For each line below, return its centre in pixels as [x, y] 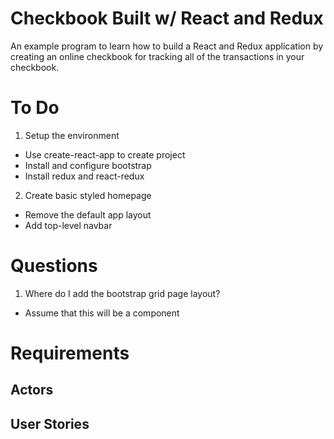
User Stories [50, 423]
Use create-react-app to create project [105, 154]
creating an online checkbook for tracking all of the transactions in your [157, 56]
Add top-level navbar [68, 225]
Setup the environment [72, 135]
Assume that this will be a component [102, 313]
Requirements [70, 353]
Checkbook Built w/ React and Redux [167, 18]
